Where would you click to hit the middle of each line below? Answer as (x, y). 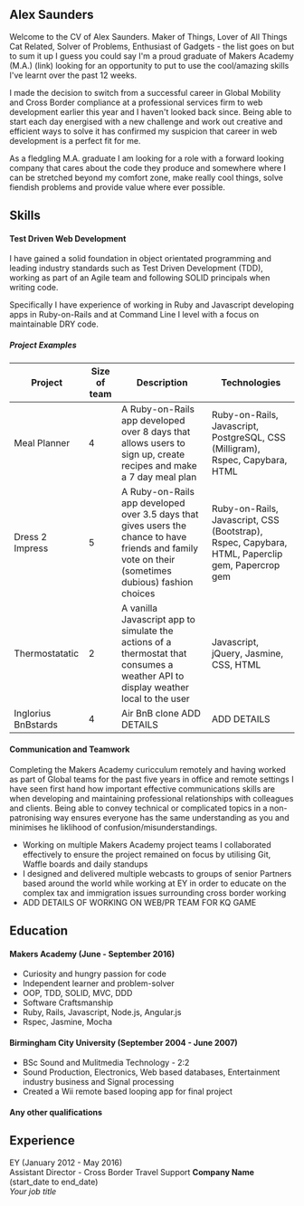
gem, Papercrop (246, 565)
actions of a (147, 642)
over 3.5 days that (160, 515)
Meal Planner (42, 443)
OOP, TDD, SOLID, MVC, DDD (77, 993)
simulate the (147, 631)
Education (39, 931)
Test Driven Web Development (68, 238)
